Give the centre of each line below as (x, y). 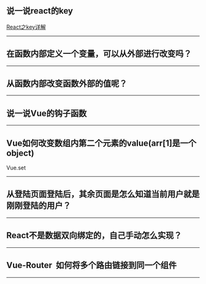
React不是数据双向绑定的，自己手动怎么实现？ (94, 235)
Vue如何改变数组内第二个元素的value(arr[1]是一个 (101, 143)
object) (21, 153)
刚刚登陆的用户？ (39, 206)
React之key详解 (26, 27)
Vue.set (16, 168)
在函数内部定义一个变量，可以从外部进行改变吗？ (99, 54)
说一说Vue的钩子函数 (47, 113)
